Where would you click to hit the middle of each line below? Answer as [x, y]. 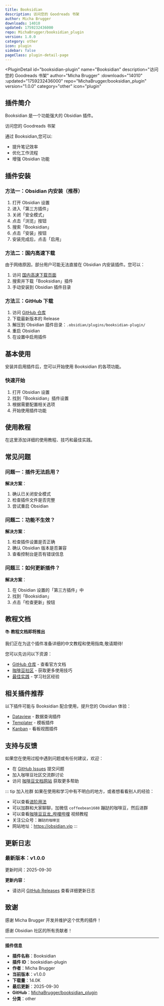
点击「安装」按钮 [29, 233]
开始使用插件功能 [29, 410]
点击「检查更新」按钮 [33, 602]
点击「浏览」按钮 [29, 221]
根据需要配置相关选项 [33, 404]
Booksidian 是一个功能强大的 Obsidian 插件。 [51, 116]
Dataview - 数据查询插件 [37, 717]
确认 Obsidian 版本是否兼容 [39, 548]
